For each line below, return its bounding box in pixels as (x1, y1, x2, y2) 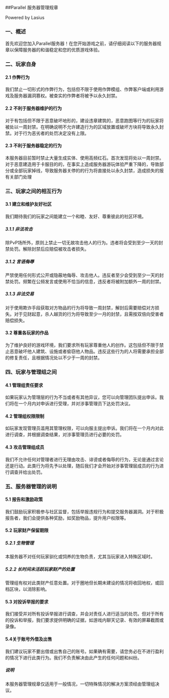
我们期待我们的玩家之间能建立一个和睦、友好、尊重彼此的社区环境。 (5, 213, 146, 219)
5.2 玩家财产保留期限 (5, 528, 49, 534)
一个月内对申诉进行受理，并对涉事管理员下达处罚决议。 (18, 401, 133, 407)
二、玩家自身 (5, 61, 37, 68)
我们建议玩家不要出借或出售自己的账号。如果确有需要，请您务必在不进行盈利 (5, 648, 164, 654)
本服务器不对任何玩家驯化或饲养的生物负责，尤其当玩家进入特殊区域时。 (5, 553, 155, 560)
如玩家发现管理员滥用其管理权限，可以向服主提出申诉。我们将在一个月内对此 (5, 425, 164, 431)
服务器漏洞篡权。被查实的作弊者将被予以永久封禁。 (14, 93, 120, 99)
